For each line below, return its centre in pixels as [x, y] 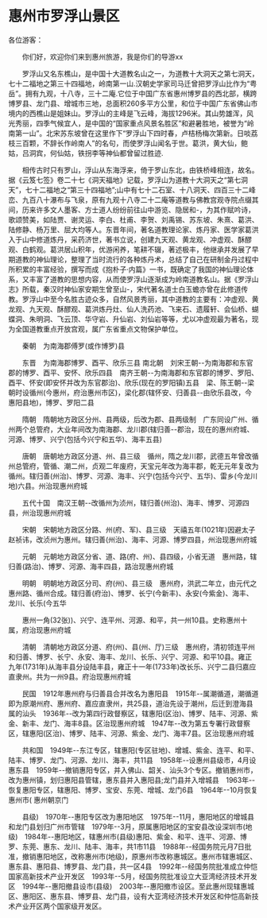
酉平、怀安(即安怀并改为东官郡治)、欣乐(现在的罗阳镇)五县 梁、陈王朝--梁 [132, 382]
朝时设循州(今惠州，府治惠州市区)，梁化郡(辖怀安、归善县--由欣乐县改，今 [130, 392]
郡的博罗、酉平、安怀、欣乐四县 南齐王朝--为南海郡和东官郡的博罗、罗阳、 [133, 372]
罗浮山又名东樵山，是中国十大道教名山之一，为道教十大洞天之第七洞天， [140, 73]
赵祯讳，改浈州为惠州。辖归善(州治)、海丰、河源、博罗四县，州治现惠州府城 [133, 539]
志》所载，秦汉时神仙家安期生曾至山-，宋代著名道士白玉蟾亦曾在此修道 [125, 289]
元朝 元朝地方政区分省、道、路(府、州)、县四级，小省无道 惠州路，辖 [139, 556]
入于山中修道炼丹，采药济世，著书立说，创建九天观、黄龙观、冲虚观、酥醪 [130, 239]
